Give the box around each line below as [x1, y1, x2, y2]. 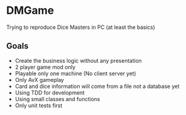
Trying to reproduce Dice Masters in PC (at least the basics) [6, 23, 155, 31]
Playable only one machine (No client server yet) [14, 70, 136, 77]
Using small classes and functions [14, 95, 100, 102]
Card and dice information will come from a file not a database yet [14, 82, 180, 90]
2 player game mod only [14, 63, 75, 70]
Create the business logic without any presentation [14, 57, 142, 64]
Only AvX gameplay [14, 76, 65, 83]
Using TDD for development [14, 89, 85, 96]
